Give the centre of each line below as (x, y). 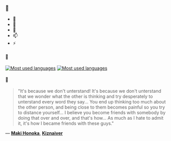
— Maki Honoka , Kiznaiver (34, 133)
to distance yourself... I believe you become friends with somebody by (92, 112)
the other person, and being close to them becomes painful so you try (91, 107)
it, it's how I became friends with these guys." (66, 123)
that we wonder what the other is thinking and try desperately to (85, 96)
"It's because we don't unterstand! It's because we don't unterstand (90, 91)
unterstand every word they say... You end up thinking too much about (92, 101)
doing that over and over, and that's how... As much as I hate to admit (91, 118)
